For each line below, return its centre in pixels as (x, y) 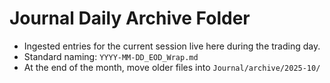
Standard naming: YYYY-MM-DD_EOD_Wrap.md (111, 56)
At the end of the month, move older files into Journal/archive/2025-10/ (172, 67)
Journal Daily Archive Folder (130, 18)
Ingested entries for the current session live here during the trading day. (172, 46)
